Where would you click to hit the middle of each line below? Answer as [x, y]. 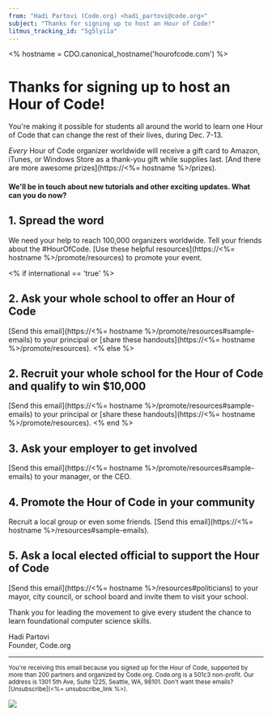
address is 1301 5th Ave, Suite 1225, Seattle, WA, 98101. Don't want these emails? [121, 682]
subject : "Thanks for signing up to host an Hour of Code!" [112, 24]
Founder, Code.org [40, 645]
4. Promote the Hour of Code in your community [132, 502]
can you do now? [38, 195]
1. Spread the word [56, 221]
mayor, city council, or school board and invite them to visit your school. [128, 596]
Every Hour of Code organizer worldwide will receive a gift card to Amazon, [134, 151]
